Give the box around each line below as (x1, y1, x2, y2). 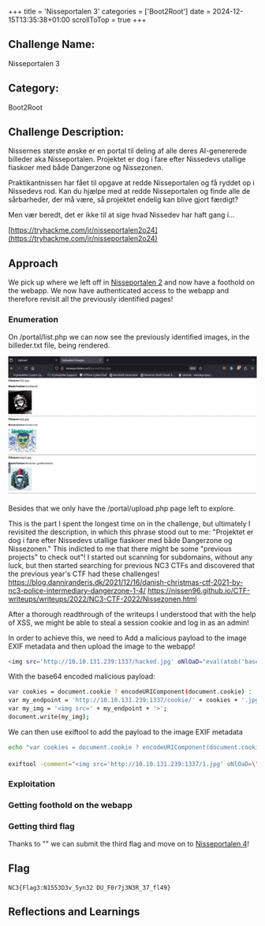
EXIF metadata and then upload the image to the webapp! (8, 642, 196, 651)
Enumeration (8, 314, 59, 325)
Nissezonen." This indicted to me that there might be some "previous (8, 544, 233, 553)
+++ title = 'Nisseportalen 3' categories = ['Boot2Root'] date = (8, 7, 211, 16)
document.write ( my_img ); (8, 713, 90, 721)
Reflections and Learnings (8, 905, 140, 918)
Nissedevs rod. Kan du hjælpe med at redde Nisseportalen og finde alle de (8, 187, 251, 196)
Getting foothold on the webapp (8, 800, 132, 811)
